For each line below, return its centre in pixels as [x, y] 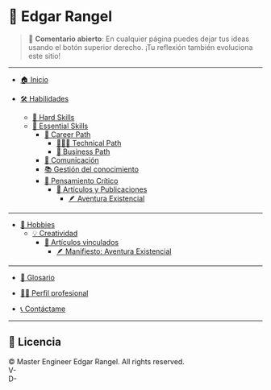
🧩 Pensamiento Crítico [81, 180]
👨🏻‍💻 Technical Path [89, 143]
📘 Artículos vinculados [81, 242]
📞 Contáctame [43, 309]
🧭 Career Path [67, 134]
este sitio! [44, 56]
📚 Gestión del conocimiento [92, 169]
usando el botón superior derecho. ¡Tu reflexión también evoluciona [140, 47]
